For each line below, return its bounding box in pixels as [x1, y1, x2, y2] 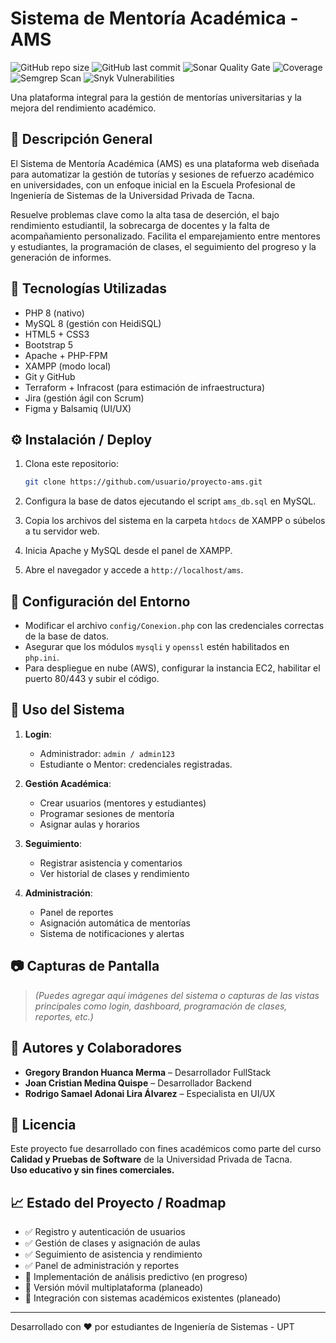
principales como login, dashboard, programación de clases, [34, 1000, 288, 1012]
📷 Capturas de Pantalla [10, 958, 160, 975]
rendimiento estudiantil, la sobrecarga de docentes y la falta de [10, 219, 270, 231]
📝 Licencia [10, 1116, 77, 1133]
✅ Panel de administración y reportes [24, 1260, 180, 1272]
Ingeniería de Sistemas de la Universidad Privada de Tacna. [10, 189, 255, 201]
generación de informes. [10, 251, 112, 263]
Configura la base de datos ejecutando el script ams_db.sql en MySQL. [24, 495, 317, 507]
